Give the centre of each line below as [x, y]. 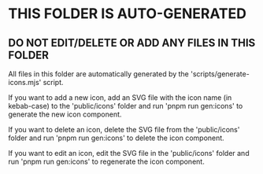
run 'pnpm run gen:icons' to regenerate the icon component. [106, 161]
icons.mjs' [25, 82]
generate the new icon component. [65, 114]
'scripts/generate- [220, 74]
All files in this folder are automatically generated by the [98, 74]
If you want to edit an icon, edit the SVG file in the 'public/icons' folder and [129, 153]
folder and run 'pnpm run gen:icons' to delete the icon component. [116, 138]
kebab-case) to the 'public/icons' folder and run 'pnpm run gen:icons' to [126, 106]
